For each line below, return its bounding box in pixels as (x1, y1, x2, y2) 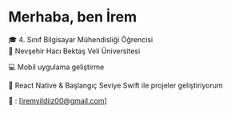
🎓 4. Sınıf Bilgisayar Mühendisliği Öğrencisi (8, 34, 153, 44)
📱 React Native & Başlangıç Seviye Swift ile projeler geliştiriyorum (8, 80, 224, 90)
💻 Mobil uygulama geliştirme (8, 62, 105, 72)
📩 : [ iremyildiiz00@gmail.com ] (8, 95, 108, 105)
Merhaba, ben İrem (8, 8, 137, 26)
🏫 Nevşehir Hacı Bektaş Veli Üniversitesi (8, 46, 141, 56)
